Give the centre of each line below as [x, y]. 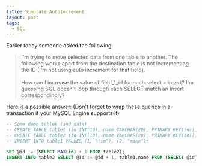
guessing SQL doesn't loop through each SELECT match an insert [103, 89]
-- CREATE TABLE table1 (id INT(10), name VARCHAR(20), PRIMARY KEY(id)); [102, 130]
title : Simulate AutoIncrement [45, 12]
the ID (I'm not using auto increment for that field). [83, 70]
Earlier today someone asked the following [59, 46]
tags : [13, 23]
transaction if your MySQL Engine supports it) [63, 113]
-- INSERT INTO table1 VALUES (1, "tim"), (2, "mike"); [78, 141]
